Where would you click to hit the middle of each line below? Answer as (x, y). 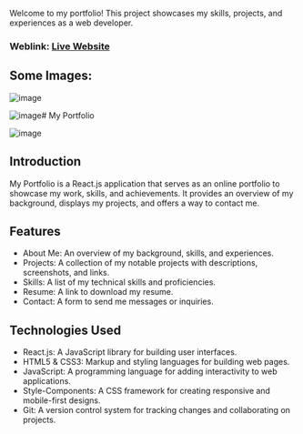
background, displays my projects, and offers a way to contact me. (135, 203)
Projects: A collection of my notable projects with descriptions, (140, 263)
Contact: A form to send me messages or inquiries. (118, 302)
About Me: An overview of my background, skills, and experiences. (148, 253)
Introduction (45, 161)
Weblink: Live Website (60, 46)
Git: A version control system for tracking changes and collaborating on (157, 410)
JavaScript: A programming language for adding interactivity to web (150, 371)
